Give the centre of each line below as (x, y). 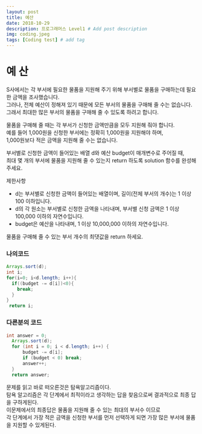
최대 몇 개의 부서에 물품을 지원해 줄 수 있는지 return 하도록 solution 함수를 (93, 160)
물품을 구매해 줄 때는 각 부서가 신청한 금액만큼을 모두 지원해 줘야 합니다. (90, 125)
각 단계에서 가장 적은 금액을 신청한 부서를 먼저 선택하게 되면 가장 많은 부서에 (96, 417)
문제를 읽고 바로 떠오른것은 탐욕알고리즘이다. (59, 387)
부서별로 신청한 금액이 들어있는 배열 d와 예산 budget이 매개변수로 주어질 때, (96, 153)
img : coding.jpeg (28, 34)
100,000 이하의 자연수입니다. (49, 216)
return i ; (21, 306)
